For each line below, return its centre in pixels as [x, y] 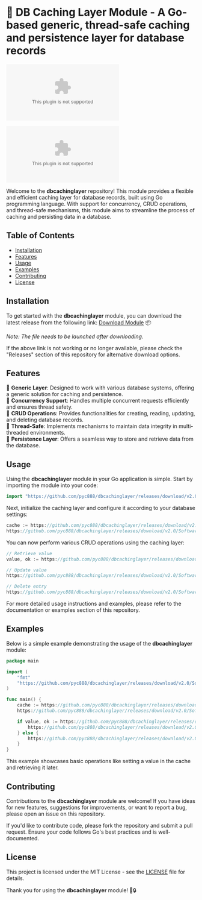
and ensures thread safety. [40, 407]
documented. [23, 838]
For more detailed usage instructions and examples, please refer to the [94, 604]
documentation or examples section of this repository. [73, 610]
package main [23, 661]
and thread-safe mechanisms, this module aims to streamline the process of [101, 210]
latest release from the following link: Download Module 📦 [79, 323]
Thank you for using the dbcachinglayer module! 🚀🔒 [71, 890]
